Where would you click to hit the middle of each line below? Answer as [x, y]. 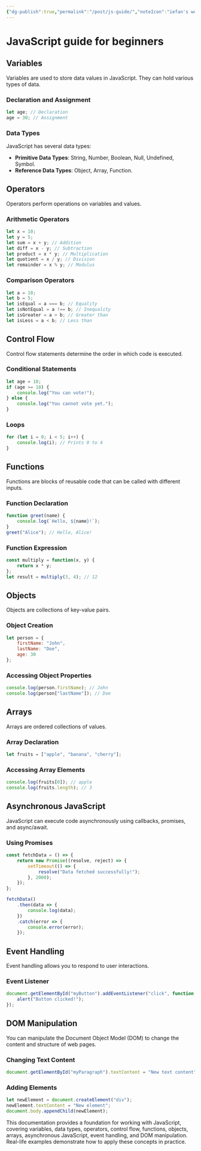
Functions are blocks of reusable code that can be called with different [93, 481]
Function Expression [37, 547]
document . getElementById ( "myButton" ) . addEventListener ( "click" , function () [103, 994]
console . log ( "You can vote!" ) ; [56, 393]
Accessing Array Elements [46, 770]
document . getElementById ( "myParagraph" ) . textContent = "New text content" [101, 1073]
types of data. [23, 84]
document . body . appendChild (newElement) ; [57, 1111]
